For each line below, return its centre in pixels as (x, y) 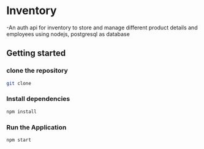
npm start (19, 140)
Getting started (36, 53)
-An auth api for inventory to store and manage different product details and (102, 27)
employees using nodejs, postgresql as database (68, 34)
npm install (21, 111)
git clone (19, 83)
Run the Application (36, 127)
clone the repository (37, 71)
